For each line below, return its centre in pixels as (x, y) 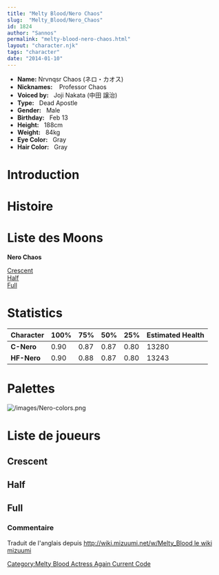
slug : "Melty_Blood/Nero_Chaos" (55, 20)
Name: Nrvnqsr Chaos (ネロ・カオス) (70, 79)
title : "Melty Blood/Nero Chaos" (55, 13)
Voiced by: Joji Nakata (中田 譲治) (67, 95)
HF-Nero (26, 358)
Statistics (35, 313)
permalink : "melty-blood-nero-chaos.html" (69, 39)
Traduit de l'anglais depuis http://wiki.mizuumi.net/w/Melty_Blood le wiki (109, 543)
